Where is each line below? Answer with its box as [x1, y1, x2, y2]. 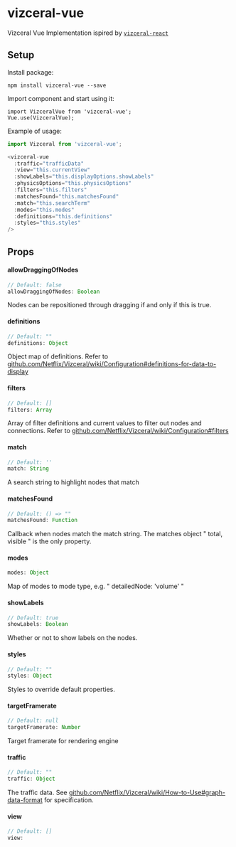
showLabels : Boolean [7, 621, 69, 628]
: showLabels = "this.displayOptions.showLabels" [14, 173, 154, 181]
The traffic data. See [7, 788, 68, 797]
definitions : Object [7, 339, 69, 346]
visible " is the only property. [7, 537, 92, 545]
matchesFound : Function [7, 517, 78, 524]
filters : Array [7, 406, 53, 413]
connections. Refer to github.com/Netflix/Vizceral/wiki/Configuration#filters [7, 427, 229, 435]
